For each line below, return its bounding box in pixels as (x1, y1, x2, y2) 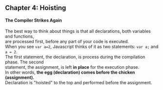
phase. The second (5, 59, 44, 65)
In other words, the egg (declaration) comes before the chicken (5, 69, 135, 75)
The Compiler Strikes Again (5, 17, 62, 23)
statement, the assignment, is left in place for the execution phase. (5, 64, 140, 70)
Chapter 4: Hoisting (5, 4, 66, 12)
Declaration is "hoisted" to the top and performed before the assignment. (5, 79, 152, 85)
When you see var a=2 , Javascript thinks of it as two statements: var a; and (5, 44, 159, 49)
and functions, (5, 33, 34, 39)
